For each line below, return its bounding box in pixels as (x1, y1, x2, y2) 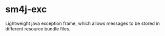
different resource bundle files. (5, 25, 71, 31)
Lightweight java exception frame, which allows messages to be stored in (5, 20, 160, 26)
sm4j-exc (5, 4, 47, 15)
